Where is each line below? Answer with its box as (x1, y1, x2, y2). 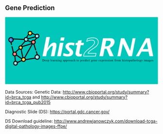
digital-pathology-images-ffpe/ (5, 123, 67, 129)
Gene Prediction (5, 4, 55, 12)
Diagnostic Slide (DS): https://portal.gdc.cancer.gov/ (5, 109, 110, 115)
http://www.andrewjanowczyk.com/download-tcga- (54, 118, 158, 124)
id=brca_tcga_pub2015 (5, 99, 51, 105)
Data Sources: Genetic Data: (5, 89, 62, 95)
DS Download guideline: (5, 118, 53, 124)
